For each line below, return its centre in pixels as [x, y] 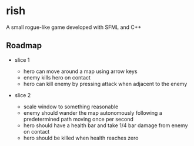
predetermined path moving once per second [78, 119]
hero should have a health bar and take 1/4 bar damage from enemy [106, 125]
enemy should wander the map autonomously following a [93, 112]
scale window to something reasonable [71, 107]
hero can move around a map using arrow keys [80, 71]
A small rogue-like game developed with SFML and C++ [74, 27]
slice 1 [22, 59]
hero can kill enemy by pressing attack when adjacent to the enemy [105, 84]
